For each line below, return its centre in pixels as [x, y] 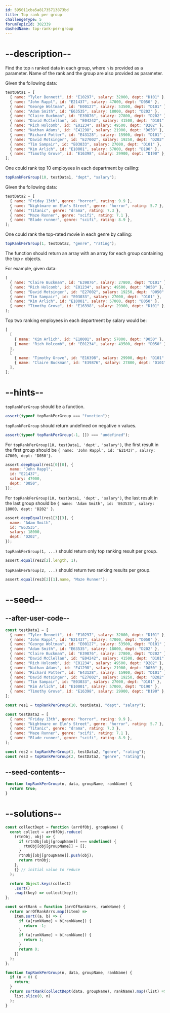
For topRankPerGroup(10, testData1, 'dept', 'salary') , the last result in [81, 498]
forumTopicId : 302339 [28, 24]
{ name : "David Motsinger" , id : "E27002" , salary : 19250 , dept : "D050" [87, 292]
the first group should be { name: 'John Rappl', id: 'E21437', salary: [80, 450]
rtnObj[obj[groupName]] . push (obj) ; [56, 856]
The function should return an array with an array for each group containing [84, 254]
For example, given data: [31, 269]
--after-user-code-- [37, 618]
